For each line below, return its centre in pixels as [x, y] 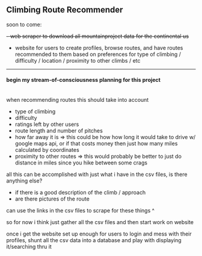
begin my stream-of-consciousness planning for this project [84, 80]
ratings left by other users [47, 124]
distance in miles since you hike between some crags [81, 163]
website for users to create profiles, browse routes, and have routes [99, 48]
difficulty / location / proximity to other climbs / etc [78, 60]
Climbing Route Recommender [65, 10]
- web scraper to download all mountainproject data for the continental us [98, 36]
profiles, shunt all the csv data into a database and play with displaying [94, 240]
